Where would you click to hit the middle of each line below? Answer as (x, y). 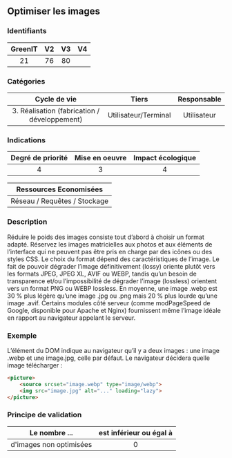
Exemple (22, 336)
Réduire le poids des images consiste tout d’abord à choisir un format (106, 237)
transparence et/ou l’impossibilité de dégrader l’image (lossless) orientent (112, 281)
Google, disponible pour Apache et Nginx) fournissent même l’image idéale (114, 310)
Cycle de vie (56, 99)
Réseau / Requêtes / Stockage (60, 201)
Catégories (26, 81)
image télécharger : (35, 365)
